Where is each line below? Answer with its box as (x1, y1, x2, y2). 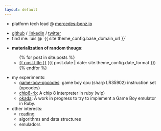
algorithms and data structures (19, 116, 81, 122)
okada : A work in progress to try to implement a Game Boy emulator (19, 95, 156, 101)
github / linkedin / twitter (11, 30, 62, 36)
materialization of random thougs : (11, 45, 83, 51)
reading (19, 111, 35, 117)
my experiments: (11, 74, 46, 80)
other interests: (11, 105, 43, 111)
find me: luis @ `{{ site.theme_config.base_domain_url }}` (11, 35, 127, 41)
